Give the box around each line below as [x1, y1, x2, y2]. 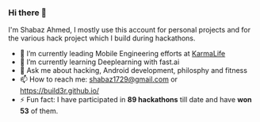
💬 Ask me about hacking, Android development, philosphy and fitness [19, 66, 248, 75]
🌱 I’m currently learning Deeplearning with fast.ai [19, 57, 180, 67]
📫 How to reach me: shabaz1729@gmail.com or [19, 74, 178, 84]
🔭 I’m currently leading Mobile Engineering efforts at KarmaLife [19, 49, 226, 59]
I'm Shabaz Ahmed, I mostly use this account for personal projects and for [8, 25, 251, 35]
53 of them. [19, 106, 59, 116]
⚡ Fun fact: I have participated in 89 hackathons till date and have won [19, 95, 252, 105]
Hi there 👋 [8, 7, 48, 18]
